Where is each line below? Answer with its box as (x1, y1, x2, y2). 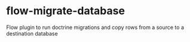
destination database (6, 30, 58, 37)
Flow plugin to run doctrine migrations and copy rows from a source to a (6, 24, 184, 31)
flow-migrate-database (6, 4, 125, 18)
